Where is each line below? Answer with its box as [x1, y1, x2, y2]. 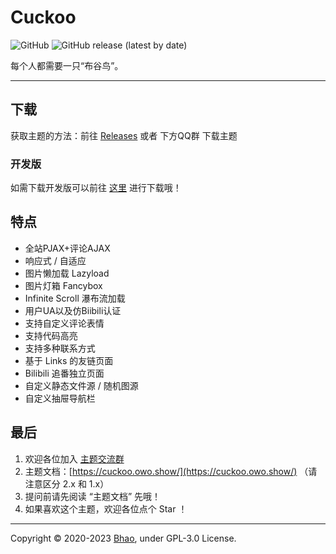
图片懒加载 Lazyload [24, 267, 110, 279]
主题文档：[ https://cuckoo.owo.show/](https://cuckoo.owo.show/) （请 [24, 465, 318, 477]
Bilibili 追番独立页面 [24, 367, 105, 379]
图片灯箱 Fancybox [24, 279, 103, 291]
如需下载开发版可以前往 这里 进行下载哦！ [10, 182, 182, 194]
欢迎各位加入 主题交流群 [24, 452, 125, 465]
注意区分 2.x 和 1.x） [24, 477, 110, 490]
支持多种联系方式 [24, 342, 96, 354]
